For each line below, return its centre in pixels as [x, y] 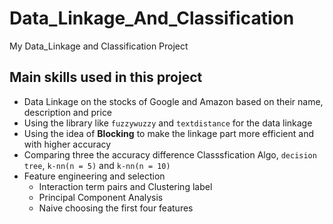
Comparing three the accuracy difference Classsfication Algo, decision [170, 154]
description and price [68, 112]
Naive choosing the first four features [116, 208]
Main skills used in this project [106, 77]
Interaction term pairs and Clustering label [125, 186]
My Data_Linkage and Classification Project [99, 46]
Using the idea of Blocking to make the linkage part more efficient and [169, 133]
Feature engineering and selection [94, 176]
